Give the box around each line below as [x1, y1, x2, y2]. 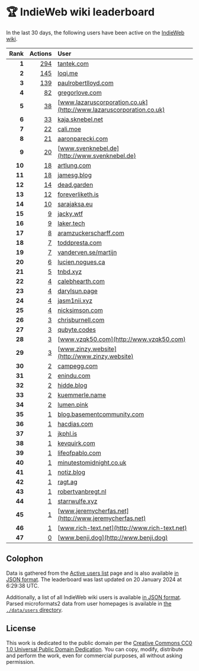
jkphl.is [57, 429, 78, 437]
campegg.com [57, 361, 98, 370]
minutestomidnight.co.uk [57, 458, 127, 467]
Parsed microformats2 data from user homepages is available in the [6, 600, 172, 607]
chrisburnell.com [57, 316, 105, 324]
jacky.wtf [57, 209, 83, 218]
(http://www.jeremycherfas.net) [57, 514, 146, 522]
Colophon [6, 554, 43, 564]
